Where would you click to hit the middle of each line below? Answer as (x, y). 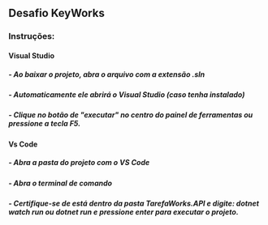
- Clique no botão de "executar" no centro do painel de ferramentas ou (131, 115)
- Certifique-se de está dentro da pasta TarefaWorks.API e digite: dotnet (134, 203)
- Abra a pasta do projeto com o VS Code (79, 163)
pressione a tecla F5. (45, 124)
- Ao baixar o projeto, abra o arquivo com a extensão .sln (107, 74)
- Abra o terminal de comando (60, 183)
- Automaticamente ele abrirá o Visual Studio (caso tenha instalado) (127, 94)
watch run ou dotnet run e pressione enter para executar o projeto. (124, 212)
